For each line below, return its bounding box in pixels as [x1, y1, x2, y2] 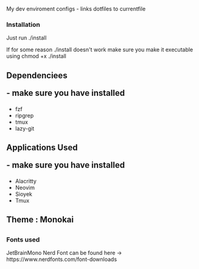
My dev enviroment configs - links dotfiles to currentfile [6, 5, 146, 12]
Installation [6, 20, 41, 29]
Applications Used [6, 143, 78, 153]
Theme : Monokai [6, 215, 74, 225]
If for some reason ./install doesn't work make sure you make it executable [6, 46, 194, 54]
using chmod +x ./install [6, 52, 67, 60]
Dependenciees [6, 70, 68, 81]
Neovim [15, 184, 35, 192]
